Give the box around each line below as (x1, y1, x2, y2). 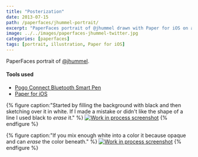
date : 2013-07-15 (6, 14, 49, 20)
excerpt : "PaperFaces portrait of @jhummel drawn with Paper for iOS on (6, 25, 189, 31)
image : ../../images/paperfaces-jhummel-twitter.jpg (6, 31, 138, 36)
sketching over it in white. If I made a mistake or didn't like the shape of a (6, 108, 184, 115)
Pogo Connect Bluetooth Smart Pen (14, 84, 101, 91)
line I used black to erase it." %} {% (6, 114, 168, 121)
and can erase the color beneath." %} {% (6, 138, 181, 145)
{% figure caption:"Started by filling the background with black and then (6, 102, 181, 109)
